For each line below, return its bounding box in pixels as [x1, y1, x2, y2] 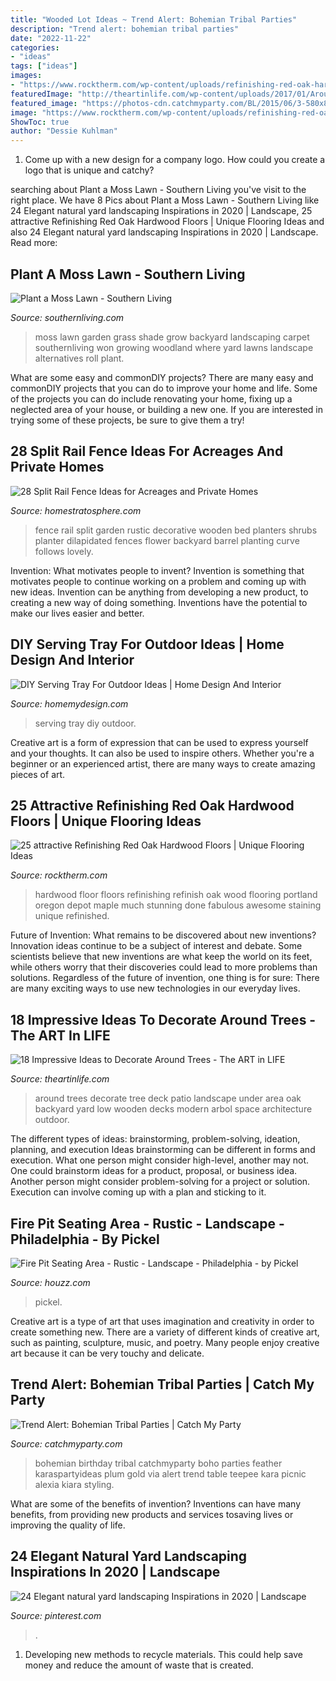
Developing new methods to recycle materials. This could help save [24, 1648, 303, 1660]
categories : [10, 42, 60, 53]
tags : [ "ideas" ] [10, 61, 78, 71]
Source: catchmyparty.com [10, 1437, 123, 1450]
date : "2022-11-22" [10, 33, 92, 43]
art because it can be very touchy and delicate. [10, 1347, 205, 1359]
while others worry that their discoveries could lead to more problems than [10, 961, 318, 973]
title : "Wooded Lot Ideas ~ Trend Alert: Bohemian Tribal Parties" [10, 14, 298, 25]
